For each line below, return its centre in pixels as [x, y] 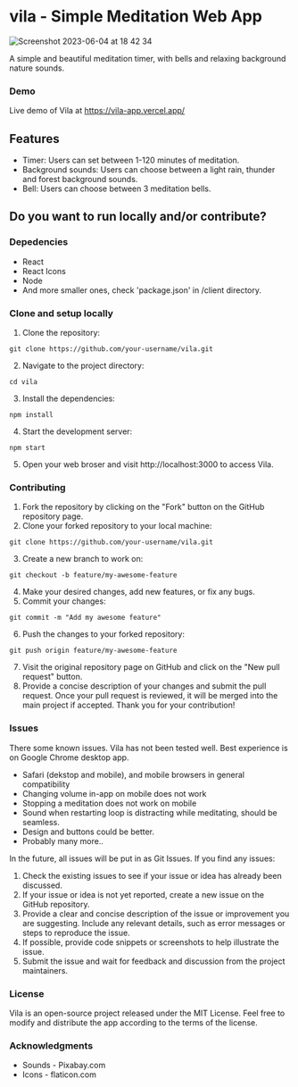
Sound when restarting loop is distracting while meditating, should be [150, 812]
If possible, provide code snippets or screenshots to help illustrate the [150, 942]
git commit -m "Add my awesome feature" [86, 618]
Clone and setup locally [62, 313]
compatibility [46, 784]
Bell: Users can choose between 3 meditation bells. [116, 188]
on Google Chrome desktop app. [69, 757]
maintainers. [45, 970]
